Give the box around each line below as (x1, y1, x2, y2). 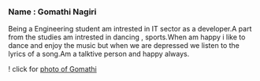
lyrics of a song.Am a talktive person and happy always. (8, 50, 190, 59)
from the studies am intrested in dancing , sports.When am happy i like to (8, 32, 246, 42)
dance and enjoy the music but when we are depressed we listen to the (8, 41, 240, 50)
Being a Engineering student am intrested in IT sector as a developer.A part (8, 24, 252, 34)
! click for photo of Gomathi (8, 64, 97, 74)
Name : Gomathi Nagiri (8, 6, 97, 17)
